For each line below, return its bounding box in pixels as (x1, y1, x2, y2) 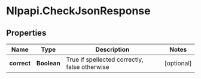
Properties (6, 28, 47, 38)
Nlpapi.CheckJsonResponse (6, 4, 151, 18)
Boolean (36, 59, 61, 67)
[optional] (164, 59, 192, 67)
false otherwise (66, 63, 109, 71)
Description (95, 46, 130, 53)
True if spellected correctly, (66, 55, 144, 64)
